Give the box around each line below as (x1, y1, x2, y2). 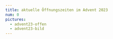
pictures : (5, 17, 26, 22)
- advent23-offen (10, 21, 47, 27)
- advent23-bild (10, 26, 44, 31)
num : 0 (5, 12, 19, 17)
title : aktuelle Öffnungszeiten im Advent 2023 (5, 7, 108, 13)
